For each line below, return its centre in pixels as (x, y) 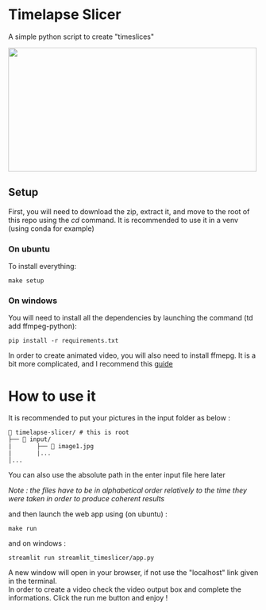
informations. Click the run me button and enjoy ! (88, 598)
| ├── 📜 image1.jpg (51, 447)
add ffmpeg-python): (42, 326)
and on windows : (37, 543)
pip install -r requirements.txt (64, 341)
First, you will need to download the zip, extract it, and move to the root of (129, 211)
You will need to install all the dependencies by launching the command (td (131, 318)
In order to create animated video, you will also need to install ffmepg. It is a (132, 355)
